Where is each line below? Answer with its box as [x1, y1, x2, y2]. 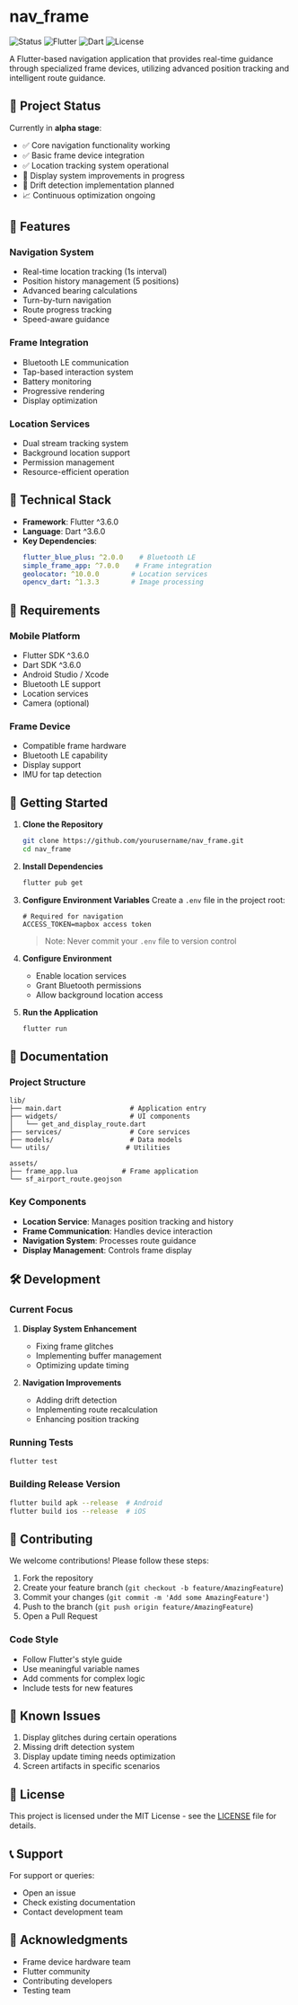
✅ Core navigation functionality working [22, 139, 171, 150]
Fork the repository [22, 1573, 94, 1584]
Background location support [22, 447, 130, 459]
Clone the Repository [22, 819, 103, 830]
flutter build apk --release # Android [9, 1498, 163, 1508]
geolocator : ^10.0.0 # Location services [22, 569, 208, 578]
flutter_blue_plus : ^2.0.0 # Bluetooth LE [22, 552, 196, 562]
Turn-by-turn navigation [22, 295, 112, 306]
